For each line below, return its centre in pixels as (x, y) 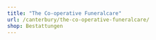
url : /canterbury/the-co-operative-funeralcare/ (78, 20)
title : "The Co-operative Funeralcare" (65, 13)
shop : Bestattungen (35, 26)
